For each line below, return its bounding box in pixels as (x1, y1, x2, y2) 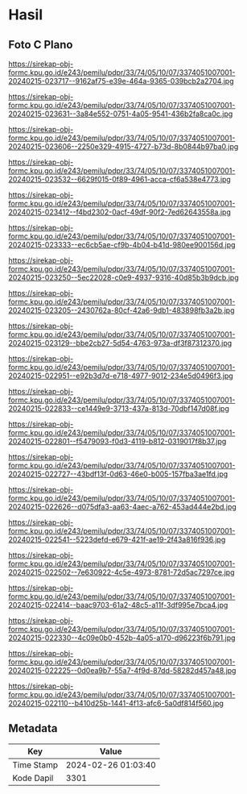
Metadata (8, 721, 58, 735)
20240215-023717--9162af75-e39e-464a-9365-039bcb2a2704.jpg (8, 77, 234, 85)
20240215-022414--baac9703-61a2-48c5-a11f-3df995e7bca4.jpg (8, 601, 228, 609)
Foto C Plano (8, 38, 73, 52)
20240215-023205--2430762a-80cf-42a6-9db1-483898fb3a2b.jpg (8, 306, 235, 315)
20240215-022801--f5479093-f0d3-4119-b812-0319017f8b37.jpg (8, 437, 227, 446)
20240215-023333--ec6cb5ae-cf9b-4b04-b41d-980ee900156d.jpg (8, 240, 236, 249)
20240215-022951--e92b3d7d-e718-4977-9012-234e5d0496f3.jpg (8, 371, 233, 380)
